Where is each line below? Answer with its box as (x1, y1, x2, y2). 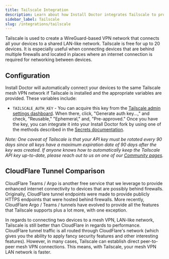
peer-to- (140, 238, 158, 244)
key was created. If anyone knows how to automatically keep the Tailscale (5, 147, 160, 153)
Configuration (5, 71, 50, 80)
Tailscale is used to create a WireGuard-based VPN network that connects (5, 35, 159, 41)
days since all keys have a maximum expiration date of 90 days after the (5, 142, 157, 148)
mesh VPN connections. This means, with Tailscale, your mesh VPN (16, 243, 157, 249)
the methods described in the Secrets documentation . (12, 126, 125, 133)
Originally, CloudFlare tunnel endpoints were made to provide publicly (5, 191, 150, 197)
